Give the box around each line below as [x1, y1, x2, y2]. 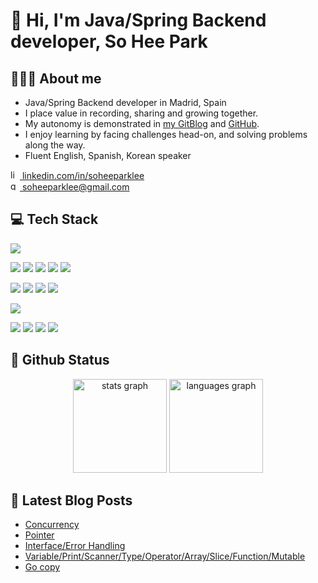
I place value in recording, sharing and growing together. [24, 107, 259, 119]
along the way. [24, 139, 86, 151]
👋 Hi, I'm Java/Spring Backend [10, 9, 267, 32]
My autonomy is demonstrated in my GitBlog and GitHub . [24, 118, 260, 129]
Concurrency [24, 519, 80, 531]
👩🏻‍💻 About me [10, 70, 102, 87]
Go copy [24, 561, 61, 573]
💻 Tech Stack [10, 211, 99, 228]
